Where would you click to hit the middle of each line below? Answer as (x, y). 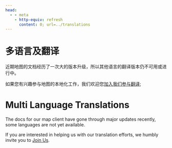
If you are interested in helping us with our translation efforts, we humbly (82, 135)
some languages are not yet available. (45, 125)
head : (11, 10)
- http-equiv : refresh (39, 20)
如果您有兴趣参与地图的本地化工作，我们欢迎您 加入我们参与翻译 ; (73, 84)
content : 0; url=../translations (55, 24)
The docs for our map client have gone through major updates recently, (81, 119)
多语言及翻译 (33, 51)
